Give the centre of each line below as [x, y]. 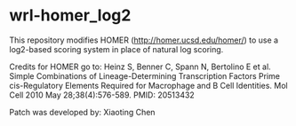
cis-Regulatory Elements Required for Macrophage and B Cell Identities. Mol [149, 85]
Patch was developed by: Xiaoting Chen [82, 112]
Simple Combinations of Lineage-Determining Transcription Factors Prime [144, 75]
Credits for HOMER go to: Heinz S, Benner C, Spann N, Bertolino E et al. [140, 67]
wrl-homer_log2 [70, 16]
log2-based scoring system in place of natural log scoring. [116, 49]
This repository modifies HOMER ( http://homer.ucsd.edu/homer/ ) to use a [144, 40]
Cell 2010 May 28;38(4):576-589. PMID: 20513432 [102, 95]
